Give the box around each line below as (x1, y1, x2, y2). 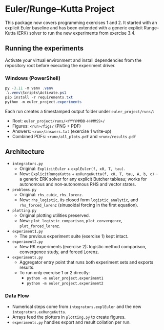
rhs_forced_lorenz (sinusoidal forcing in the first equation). (19, 202, 138, 208)
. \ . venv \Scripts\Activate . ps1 (5, 90, 67, 95)
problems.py (12, 188, 37, 192)
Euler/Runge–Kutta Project (5, 3, 115, 15)
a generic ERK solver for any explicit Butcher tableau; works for (19, 176, 147, 182)
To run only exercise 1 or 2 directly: (19, 270, 90, 276)
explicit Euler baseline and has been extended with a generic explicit (5, 24, 143, 30)
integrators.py (12, 162, 43, 166)
